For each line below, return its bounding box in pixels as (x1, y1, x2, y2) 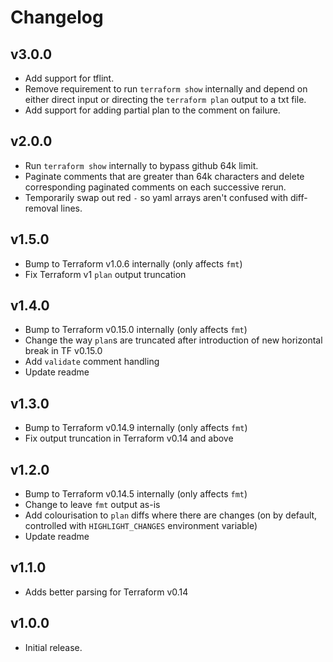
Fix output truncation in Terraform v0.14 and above (24, 432, 234, 445)
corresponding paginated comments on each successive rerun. (24, 181, 287, 193)
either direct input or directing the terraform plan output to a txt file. (24, 94, 307, 105)
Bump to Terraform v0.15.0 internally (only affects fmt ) (24, 324, 248, 336)
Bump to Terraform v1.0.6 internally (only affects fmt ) (24, 257, 243, 270)
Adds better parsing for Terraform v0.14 (24, 586, 189, 598)
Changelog (10, 6, 104, 29)
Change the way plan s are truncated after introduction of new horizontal (24, 334, 323, 346)
